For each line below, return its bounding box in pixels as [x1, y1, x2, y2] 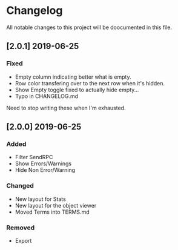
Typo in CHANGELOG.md [15, 92, 79, 100]
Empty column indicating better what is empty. [15, 73, 131, 81]
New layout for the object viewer [15, 202, 97, 209]
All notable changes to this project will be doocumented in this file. [6, 24, 173, 31]
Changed [6, 182, 35, 190]
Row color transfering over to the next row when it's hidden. [15, 79, 165, 87]
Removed [6, 223, 35, 232]
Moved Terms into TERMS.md [15, 208, 90, 215]
